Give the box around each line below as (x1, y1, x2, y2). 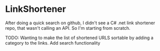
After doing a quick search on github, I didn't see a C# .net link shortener (5, 20, 155, 26)
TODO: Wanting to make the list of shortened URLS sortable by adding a (5, 35, 153, 41)
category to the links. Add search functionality (5, 40, 100, 46)
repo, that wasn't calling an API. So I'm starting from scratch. (5, 25, 131, 31)
